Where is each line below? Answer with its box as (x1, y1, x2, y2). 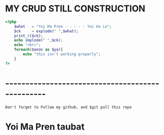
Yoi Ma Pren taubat (5, 121, 85, 132)
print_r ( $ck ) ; (14, 33, 43, 38)
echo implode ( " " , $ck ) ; (14, 38, 63, 43)
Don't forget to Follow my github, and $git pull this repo (5, 105, 132, 110)
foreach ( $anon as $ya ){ (14, 47, 63, 52)
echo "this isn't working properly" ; (23, 52, 101, 57)
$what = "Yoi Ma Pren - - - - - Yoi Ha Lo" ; (14, 24, 112, 29)
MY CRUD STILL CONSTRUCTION (5, 3, 146, 14)
